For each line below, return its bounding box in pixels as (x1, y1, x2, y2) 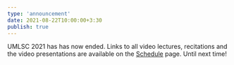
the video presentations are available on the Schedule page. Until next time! (7, 50, 227, 58)
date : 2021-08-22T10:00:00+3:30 (7, 17, 102, 24)
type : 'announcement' (7, 10, 71, 17)
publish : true (7, 23, 49, 30)
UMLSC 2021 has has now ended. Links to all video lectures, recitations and (7, 43, 228, 51)
